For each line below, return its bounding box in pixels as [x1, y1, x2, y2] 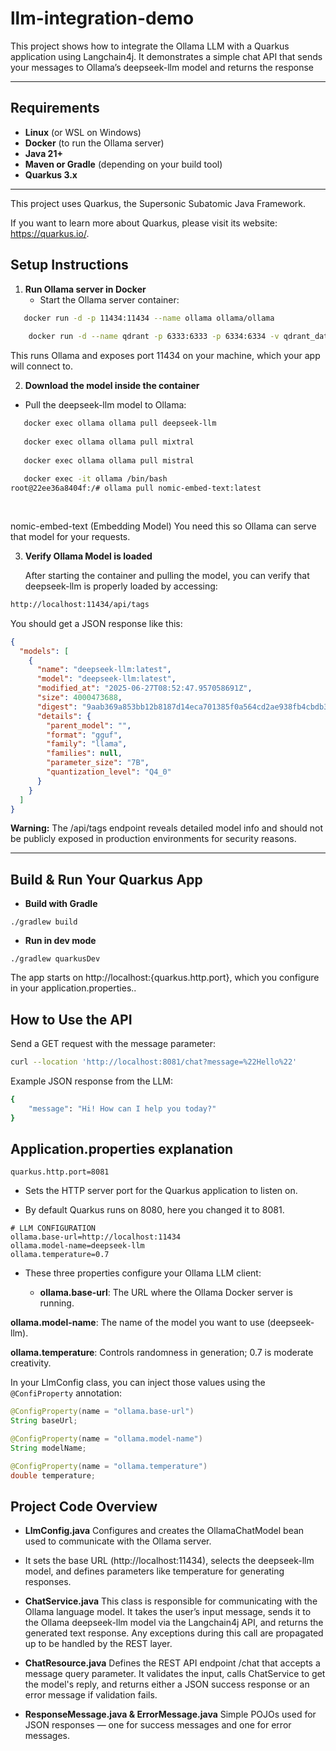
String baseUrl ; [10, 1416, 78, 1426]
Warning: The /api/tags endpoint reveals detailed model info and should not [10, 822, 323, 834]
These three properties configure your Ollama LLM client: [24, 1267, 262, 1279]
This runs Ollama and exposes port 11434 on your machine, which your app [10, 350, 321, 362]
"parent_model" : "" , [46, 720, 132, 731]
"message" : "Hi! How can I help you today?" [28, 1103, 217, 1114]
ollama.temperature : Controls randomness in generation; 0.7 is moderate [10, 1347, 314, 1359]
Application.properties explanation [10, 1140, 234, 1157]
